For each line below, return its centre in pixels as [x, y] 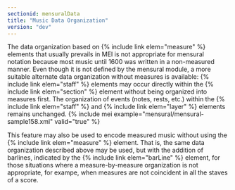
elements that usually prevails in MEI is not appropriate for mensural [106, 54]
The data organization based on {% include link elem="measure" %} [107, 47]
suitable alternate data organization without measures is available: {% [108, 77]
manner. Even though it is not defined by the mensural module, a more [109, 69]
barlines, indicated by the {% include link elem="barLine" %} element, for [114, 158]
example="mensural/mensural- [159, 114]
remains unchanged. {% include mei [60, 114]
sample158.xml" [30, 122]
